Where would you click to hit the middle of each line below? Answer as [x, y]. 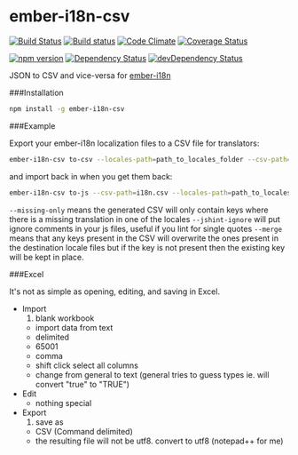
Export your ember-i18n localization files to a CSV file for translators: [134, 143]
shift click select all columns [87, 365]
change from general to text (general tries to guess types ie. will [152, 374]
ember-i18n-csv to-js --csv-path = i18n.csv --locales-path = [121, 193]
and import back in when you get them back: [91, 176]
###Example [32, 125]
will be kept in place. [47, 257]
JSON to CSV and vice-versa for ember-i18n [90, 75]
